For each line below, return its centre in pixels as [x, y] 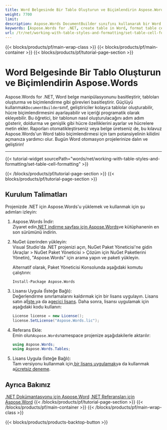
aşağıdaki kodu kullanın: [37, 307]
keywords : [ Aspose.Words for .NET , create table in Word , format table [81, 28]
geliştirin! [14, 144]
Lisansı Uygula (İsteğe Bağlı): [42, 291]
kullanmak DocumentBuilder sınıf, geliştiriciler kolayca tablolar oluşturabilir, [79, 107]
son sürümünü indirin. [35, 232]
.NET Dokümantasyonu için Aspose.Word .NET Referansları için [70, 397]
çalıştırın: [22, 272]
